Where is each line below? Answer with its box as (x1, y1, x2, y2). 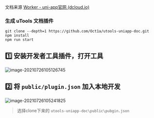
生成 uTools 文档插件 (5, 17, 54, 24)
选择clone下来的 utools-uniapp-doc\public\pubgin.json (17, 107, 130, 113)
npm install (5, 33, 29, 38)
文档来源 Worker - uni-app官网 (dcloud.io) (5, 4, 90, 10)
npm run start (5, 37, 34, 42)
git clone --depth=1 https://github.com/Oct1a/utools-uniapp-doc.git (5, 29, 150, 34)
